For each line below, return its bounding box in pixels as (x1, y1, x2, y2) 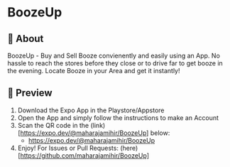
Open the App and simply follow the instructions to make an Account (17, 113, 219, 122)
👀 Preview (7, 87, 53, 99)
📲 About (7, 33, 44, 45)
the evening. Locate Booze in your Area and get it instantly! (7, 67, 180, 75)
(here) (120, 144, 138, 152)
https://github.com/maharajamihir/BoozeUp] (20, 151, 150, 160)
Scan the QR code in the (17, 121, 89, 129)
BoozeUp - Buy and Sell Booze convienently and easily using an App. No (7, 51, 220, 60)
